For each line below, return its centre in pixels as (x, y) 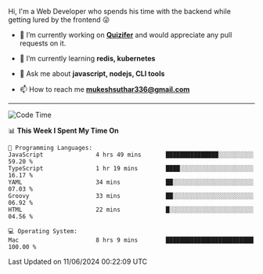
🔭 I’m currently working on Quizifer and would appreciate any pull (126, 35)
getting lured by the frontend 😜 (59, 20)
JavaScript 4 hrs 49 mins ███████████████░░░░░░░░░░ (131, 155)
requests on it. (43, 43)
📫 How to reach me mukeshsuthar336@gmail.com (104, 89)
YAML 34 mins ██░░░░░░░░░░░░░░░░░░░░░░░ (131, 182)
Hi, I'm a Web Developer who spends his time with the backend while (119, 11)
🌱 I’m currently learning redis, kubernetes (87, 58)
